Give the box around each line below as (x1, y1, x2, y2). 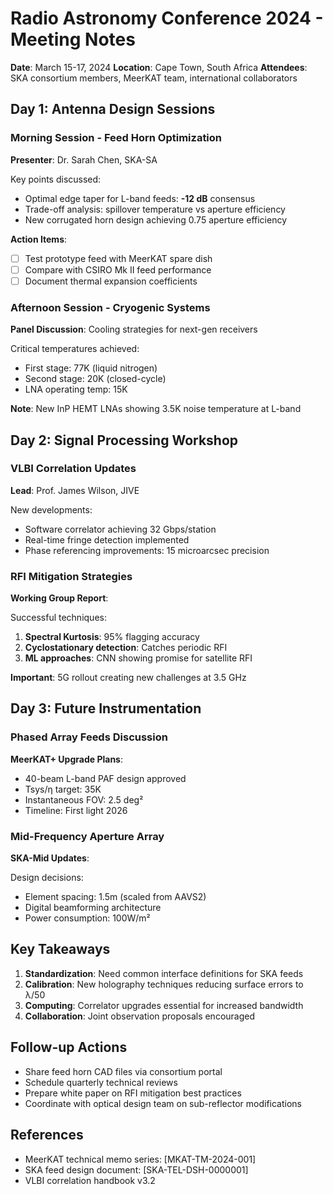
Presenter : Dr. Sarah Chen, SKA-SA (10, 153, 158, 166)
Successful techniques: (10, 612, 107, 624)
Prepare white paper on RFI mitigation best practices (24, 1087, 242, 1099)
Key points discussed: (10, 173, 102, 185)
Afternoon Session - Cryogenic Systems (10, 300, 211, 314)
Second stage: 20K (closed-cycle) (24, 373, 167, 385)
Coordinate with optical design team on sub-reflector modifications (24, 1097, 302, 1109)
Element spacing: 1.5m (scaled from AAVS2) (24, 891, 207, 903)
